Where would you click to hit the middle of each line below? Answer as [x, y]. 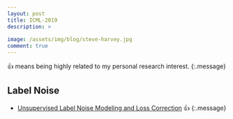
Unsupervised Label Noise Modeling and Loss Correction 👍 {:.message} [122, 108]
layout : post [26, 14]
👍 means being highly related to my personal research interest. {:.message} [117, 66]
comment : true [28, 46]
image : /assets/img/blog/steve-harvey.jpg [70, 40]
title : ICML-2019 [32, 20]
